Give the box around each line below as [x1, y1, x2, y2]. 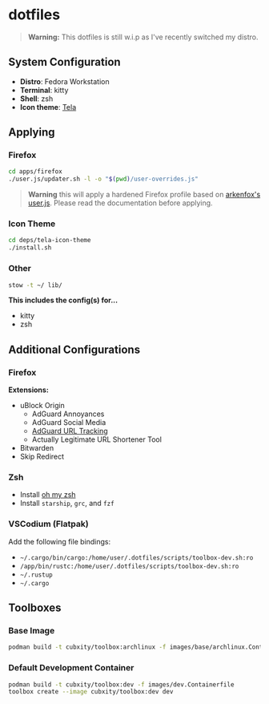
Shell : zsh [19, 94, 54, 103]
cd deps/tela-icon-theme [8, 237, 91, 245]
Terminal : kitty [19, 85, 69, 95]
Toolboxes [8, 601, 62, 615]
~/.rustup [19, 571, 54, 579]
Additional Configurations [8, 342, 141, 356]
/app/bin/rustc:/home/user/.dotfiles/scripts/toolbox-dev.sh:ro [19, 562, 239, 570]
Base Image [8, 625, 55, 636]
